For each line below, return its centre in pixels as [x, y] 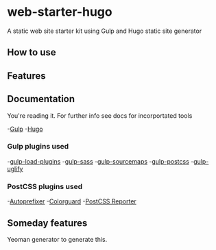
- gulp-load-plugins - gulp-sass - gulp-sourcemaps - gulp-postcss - [100, 161]
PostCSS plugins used [45, 186]
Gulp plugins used [38, 147]
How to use [32, 52]
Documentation [41, 99]
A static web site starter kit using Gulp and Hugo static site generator [105, 31]
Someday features [47, 223]
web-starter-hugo [60, 12]
